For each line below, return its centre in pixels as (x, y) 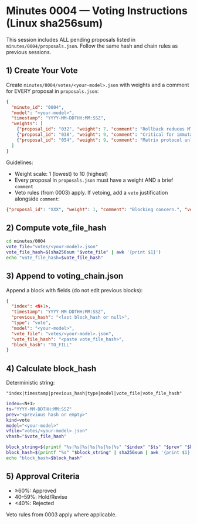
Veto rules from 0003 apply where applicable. (62, 514)
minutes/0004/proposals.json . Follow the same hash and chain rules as (92, 46)
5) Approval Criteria (43, 477)
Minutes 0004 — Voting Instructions (97, 11)
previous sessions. (29, 52)
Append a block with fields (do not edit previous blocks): (74, 290)
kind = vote (18, 420)
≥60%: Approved (35, 490)
